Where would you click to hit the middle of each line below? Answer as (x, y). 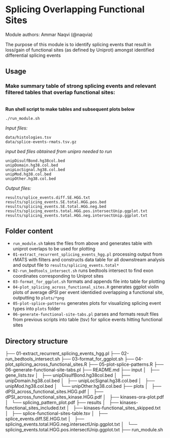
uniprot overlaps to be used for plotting (54, 249)
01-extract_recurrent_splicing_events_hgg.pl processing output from (88, 254)
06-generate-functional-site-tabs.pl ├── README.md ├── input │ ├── (82, 370)
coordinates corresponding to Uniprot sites (58, 276)
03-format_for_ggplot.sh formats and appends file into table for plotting (89, 281)
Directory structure (37, 341)
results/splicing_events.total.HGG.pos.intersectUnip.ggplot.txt (76, 211)
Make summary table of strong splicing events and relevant (81, 86)
